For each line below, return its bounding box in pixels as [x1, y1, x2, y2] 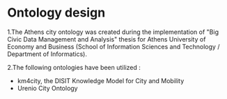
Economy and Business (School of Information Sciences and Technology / [7, 42, 220, 51]
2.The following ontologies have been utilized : [7, 63, 141, 71]
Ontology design [7, 5, 106, 21]
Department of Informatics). [7, 50, 87, 58]
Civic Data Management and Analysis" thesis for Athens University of [7, 35, 206, 43]
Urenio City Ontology [17, 84, 78, 92]
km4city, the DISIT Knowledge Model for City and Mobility [17, 76, 185, 84]
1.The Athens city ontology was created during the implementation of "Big [7, 28, 219, 36]
